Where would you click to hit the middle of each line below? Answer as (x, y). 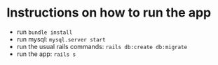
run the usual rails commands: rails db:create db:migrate (102, 46)
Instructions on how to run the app (109, 13)
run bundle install (45, 32)
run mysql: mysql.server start (61, 39)
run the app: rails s (46, 54)
